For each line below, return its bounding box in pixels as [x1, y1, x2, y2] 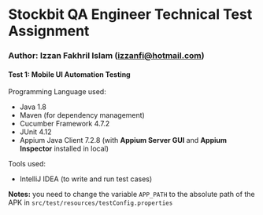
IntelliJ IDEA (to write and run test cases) [19, 174, 153, 184]
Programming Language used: [8, 87, 106, 97]
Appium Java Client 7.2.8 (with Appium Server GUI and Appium [19, 136, 227, 145]
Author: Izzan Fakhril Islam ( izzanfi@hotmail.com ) [8, 50, 205, 61]
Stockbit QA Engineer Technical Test [8, 5, 253, 24]
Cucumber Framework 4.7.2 [19, 119, 110, 129]
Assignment [8, 22, 90, 40]
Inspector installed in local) [19, 144, 109, 154]
